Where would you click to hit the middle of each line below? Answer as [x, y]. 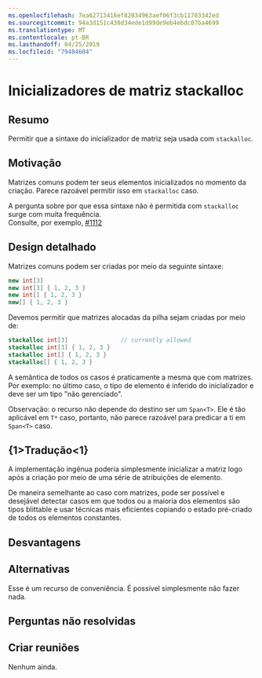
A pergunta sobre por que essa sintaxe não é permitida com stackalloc [124, 206]
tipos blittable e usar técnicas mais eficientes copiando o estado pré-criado [130, 509]
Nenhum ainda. [33, 667]
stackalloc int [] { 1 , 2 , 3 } [58, 354]
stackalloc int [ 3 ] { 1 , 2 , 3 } [59, 347]
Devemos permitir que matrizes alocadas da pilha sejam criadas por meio [127, 317]
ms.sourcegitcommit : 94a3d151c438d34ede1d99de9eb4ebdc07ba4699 [114, 23]
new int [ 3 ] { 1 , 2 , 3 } [47, 288]
